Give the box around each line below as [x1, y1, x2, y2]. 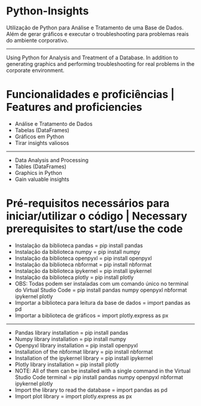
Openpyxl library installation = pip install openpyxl [14, 341, 138, 349]
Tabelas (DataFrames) [14, 126, 70, 134]
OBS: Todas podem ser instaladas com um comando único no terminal [14, 280, 188, 287]
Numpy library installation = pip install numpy [14, 335, 127, 343]
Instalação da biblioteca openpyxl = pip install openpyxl [14, 254, 153, 262]
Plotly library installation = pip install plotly [14, 360, 120, 368]
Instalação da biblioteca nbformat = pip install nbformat [14, 260, 152, 268]
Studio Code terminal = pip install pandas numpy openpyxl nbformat [14, 373, 184, 381]
